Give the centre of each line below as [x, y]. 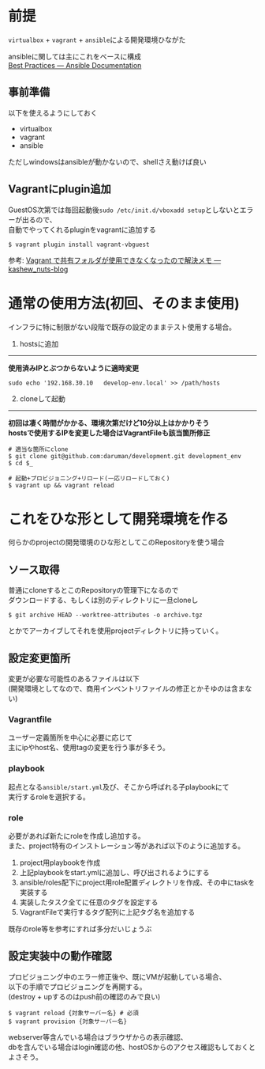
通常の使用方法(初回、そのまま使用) [124, 303]
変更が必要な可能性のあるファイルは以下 [74, 679]
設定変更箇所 [39, 658]
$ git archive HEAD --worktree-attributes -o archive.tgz [105, 615]
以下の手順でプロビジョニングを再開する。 [77, 987]
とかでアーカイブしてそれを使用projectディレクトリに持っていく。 [116, 631]
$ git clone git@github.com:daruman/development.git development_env [125, 456]
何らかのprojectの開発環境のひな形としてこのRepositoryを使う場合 [116, 542]
